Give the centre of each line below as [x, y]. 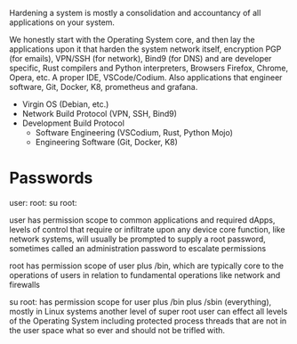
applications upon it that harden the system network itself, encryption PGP [145, 49]
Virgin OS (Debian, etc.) [65, 104]
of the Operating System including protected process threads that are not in [148, 321]
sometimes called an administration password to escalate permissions [138, 248]
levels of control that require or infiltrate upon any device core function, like [147, 229]
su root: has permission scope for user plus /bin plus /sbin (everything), [140, 301]
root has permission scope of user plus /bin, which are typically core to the [147, 266]
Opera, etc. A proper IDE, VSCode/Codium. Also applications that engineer [146, 78]
